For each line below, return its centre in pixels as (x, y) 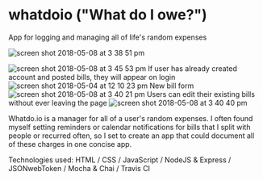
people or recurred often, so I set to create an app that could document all (131, 136)
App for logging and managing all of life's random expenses (108, 37)
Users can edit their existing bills (201, 94)
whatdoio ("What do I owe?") (108, 15)
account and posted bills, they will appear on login (92, 77)
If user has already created (193, 68)
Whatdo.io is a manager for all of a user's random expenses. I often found (131, 118)
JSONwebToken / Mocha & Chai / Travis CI (79, 168)
